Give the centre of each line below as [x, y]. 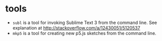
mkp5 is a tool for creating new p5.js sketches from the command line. [84, 33]
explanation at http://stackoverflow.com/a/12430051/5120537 [76, 27]
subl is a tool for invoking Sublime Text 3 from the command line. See [85, 22]
